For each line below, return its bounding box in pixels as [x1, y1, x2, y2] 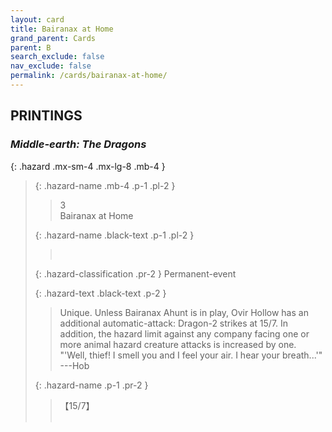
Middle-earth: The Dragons [10, 137, 147, 151]
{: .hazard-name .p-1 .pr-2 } [34, 379, 149, 391]
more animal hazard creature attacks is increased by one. [59, 338, 297, 350]
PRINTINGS [10, 107, 83, 125]
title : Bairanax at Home [10, 24, 114, 34]
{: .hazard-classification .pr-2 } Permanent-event [34, 267, 237, 280]
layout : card [10, 14, 65, 25]
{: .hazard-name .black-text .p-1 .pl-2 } [34, 229, 195, 241]
